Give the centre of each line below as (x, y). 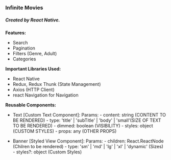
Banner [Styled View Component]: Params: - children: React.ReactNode (88, 141)
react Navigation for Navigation (45, 95)
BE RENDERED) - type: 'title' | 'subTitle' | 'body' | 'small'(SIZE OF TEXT (87, 120)
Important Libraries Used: (33, 68)
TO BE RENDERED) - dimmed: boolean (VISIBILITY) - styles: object (83, 125)
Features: (16, 33)
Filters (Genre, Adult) (35, 53)
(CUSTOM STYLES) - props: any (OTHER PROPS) (65, 131)
